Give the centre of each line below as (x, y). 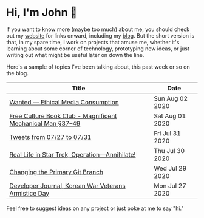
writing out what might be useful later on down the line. (75, 55)
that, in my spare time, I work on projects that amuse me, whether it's (93, 42)
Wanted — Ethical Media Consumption (64, 102)
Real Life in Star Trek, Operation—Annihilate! (73, 154)
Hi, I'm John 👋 (42, 12)
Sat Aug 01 (170, 116)
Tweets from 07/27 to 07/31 (50, 137)
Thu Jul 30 (169, 151)
